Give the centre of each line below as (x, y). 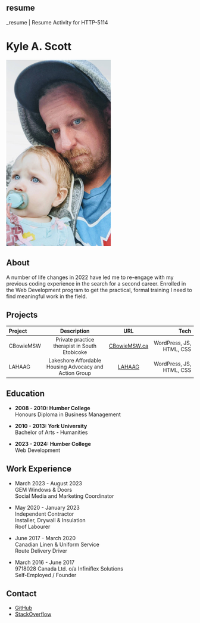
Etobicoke (75, 352)
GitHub (24, 608)
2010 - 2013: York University (51, 426)
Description (75, 331)
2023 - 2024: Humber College (53, 444)
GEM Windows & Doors (43, 489)
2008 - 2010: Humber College (52, 408)
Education (26, 394)
